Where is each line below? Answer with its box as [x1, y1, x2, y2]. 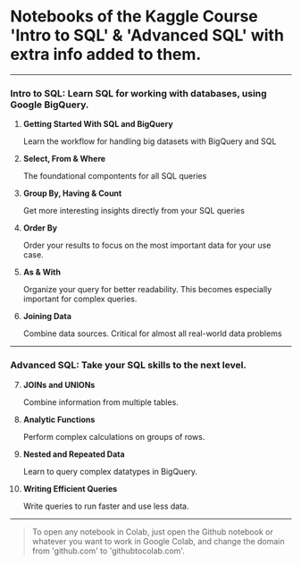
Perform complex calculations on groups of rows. [22, 431, 205, 442]
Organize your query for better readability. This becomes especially [22, 284, 272, 295]
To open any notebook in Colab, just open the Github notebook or [31, 526, 273, 537]
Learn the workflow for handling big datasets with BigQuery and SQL [22, 136, 277, 147]
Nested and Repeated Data [22, 449, 125, 460]
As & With [22, 266, 62, 278]
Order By [22, 223, 57, 233]
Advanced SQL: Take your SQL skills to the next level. [10, 359, 247, 372]
